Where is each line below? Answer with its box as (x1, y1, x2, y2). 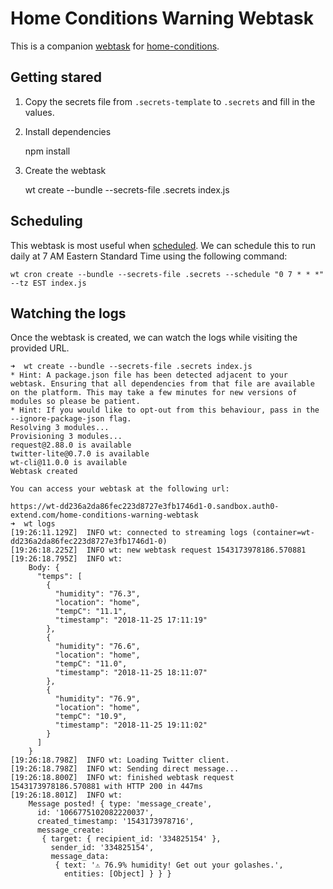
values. (24, 106, 55, 118)
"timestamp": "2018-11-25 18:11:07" (54, 668, 208, 678)
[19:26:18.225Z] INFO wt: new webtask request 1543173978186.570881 (10, 545, 307, 556)
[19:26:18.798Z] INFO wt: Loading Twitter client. (10, 755, 230, 766)
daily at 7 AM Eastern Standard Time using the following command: (10, 250, 288, 262)
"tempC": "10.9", (54, 712, 128, 722)
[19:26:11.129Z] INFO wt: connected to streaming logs (10, 528, 248, 538)
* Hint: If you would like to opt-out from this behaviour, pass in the (10, 405, 320, 416)
